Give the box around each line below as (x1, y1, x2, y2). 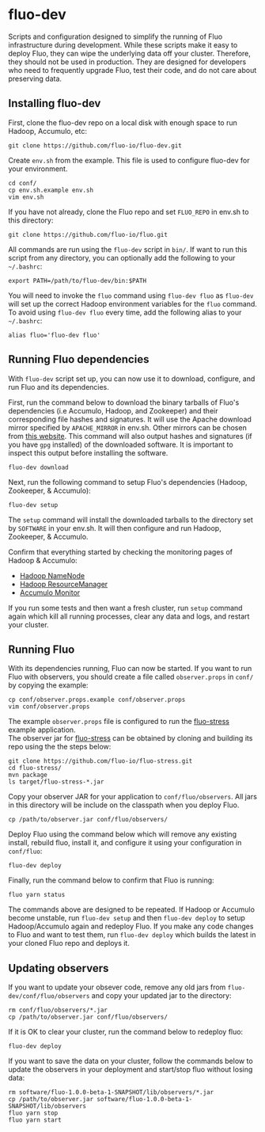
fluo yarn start (8, 1116, 62, 1124)
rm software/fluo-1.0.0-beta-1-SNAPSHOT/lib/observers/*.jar (8, 1088, 214, 1096)
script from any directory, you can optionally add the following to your (8, 253, 236, 262)
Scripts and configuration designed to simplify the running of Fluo (8, 32, 223, 41)
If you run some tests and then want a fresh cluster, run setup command (8, 603, 243, 612)
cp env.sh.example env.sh (8, 186, 93, 194)
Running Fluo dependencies (8, 353, 150, 366)
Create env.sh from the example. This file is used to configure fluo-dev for (8, 155, 250, 165)
